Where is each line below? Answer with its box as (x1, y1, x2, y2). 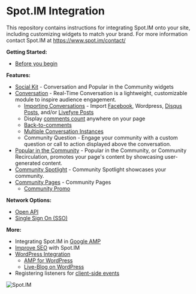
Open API (14, 208, 39, 215)
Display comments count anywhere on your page (23, 115, 146, 122)
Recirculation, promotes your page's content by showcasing (14, 153, 164, 160)
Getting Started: (6, 48, 47, 55)
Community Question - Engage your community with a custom (23, 134, 178, 141)
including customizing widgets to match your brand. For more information (6, 30, 188, 37)
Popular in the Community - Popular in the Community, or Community (14, 147, 187, 154)
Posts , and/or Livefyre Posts (23, 108, 94, 116)
